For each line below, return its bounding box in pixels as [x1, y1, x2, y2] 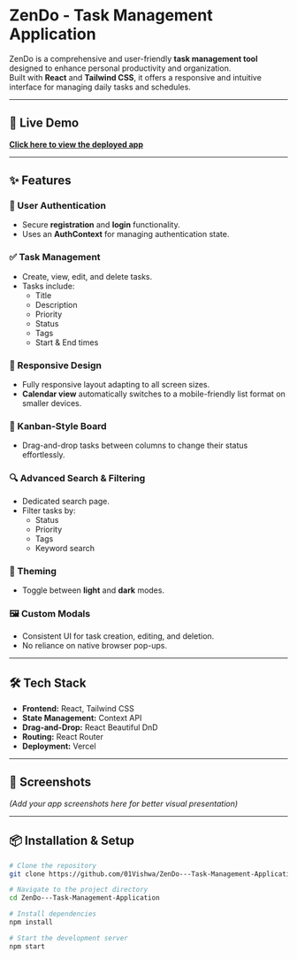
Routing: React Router [21, 732, 104, 742]
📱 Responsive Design [9, 359, 102, 372]
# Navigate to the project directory [9, 886, 148, 895]
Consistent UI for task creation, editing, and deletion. [21, 631, 215, 641]
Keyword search [34, 542, 95, 553]
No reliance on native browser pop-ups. [21, 641, 168, 651]
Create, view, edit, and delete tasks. [21, 271, 153, 281]
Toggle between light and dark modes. [21, 585, 165, 595]
